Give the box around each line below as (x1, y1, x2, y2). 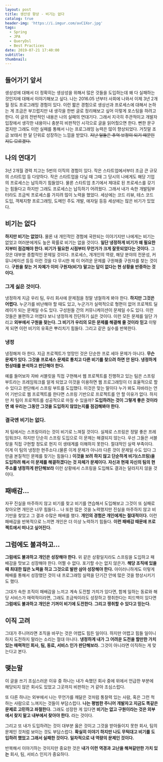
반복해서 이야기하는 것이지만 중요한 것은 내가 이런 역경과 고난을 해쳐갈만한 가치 (5, 745, 153, 751)
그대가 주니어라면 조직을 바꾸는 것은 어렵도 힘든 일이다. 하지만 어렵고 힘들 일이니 (5, 630, 157, 636)
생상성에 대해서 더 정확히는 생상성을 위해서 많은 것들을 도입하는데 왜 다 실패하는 (5, 90, 155, 96)
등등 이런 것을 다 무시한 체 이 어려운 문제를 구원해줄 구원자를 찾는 (26, 258, 149, 264)
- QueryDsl (9, 39, 32, 44)
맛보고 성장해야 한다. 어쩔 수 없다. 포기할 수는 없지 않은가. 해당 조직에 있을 (17, 560, 157, 566)
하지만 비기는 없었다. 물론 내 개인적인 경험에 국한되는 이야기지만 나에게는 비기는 (5, 233, 155, 239)
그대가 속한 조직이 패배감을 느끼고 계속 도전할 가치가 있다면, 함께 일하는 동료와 (5, 589, 153, 595)
